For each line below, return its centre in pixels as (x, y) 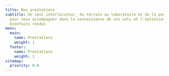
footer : (18, 47)
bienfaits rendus (28, 24)
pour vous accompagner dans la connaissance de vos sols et (74, 19)
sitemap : (14, 61)
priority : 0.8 (24, 65)
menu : (11, 28)
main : (16, 33)
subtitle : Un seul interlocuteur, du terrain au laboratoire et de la (81, 14)
